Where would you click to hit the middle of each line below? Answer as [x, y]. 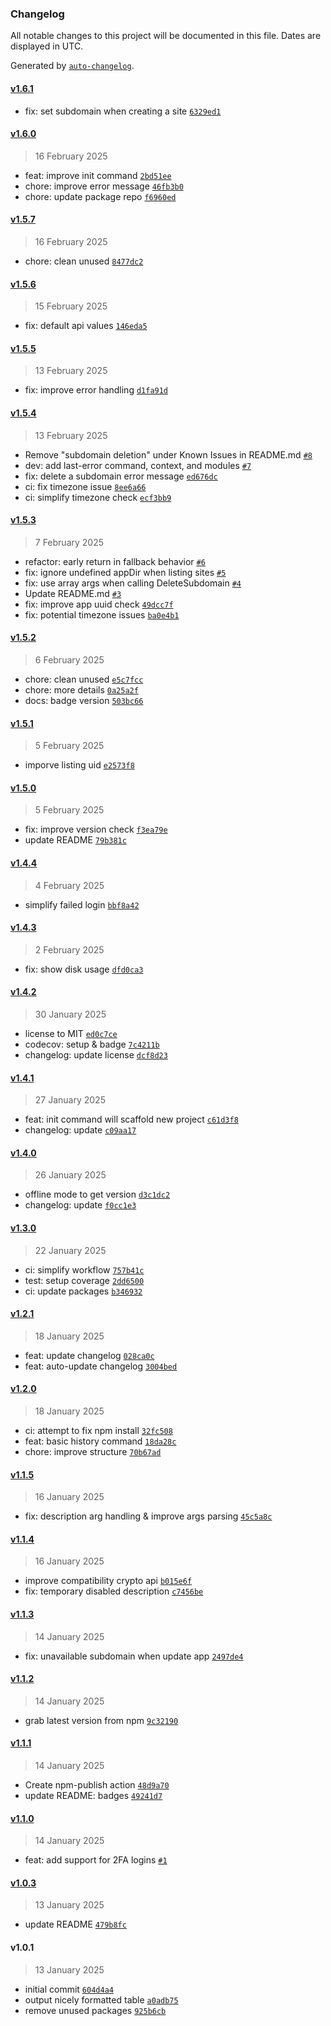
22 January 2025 [70, 1250]
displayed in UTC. [47, 46]
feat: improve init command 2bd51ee [98, 175]
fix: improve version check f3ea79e [96, 829]
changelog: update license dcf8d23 [96, 1054]
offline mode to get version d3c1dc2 [97, 1194]
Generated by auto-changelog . [72, 66]
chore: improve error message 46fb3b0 [104, 186]
